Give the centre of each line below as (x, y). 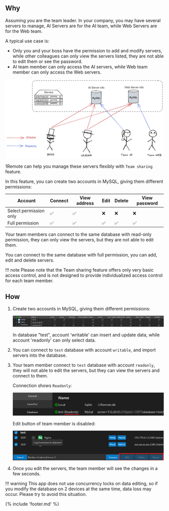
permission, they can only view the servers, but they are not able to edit (79, 240)
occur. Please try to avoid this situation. (46, 494)
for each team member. (29, 281)
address (85, 203)
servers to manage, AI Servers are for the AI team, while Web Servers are (81, 26)
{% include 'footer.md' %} (32, 504)
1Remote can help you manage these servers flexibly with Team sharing (79, 166)
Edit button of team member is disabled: (54, 423)
